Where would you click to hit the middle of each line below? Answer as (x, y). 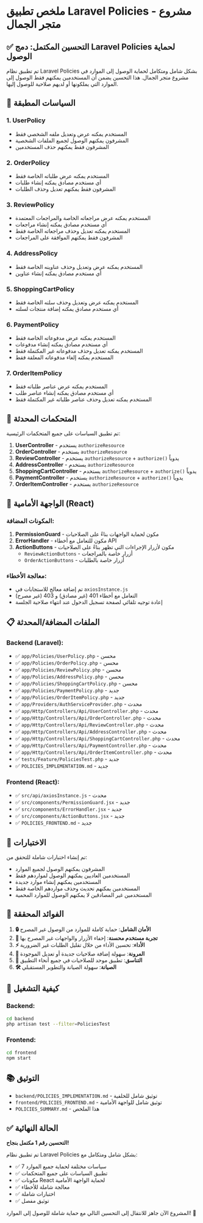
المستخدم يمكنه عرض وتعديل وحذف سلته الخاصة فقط (77, 302)
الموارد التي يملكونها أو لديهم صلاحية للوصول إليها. (62, 84)
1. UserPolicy (26, 120)
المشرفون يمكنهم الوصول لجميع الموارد (60, 869)
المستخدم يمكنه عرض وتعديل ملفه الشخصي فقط (71, 134)
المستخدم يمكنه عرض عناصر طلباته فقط (61, 387)
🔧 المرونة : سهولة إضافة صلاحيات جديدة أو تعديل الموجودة (80, 954)
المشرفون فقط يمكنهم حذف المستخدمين (62, 147)
